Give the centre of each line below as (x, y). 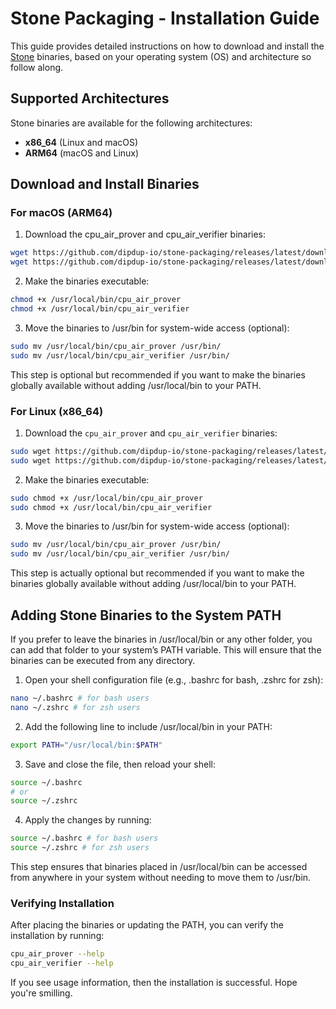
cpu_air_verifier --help (62, 963)
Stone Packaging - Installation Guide (165, 18)
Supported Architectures (90, 98)
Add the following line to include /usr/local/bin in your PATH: (148, 726)
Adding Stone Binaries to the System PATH (146, 615)
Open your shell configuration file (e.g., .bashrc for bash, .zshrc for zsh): (174, 680)
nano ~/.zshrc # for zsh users (75, 707)
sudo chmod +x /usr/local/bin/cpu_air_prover (106, 498)
